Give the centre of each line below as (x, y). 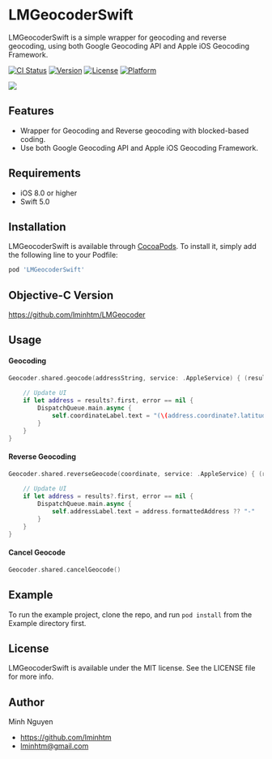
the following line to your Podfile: (64, 255)
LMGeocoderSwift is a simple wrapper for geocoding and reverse (117, 37)
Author (26, 702)
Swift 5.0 (35, 201)
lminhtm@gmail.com (54, 746)
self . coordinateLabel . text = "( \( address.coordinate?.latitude (160, 416)
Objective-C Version (61, 295)
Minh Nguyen (31, 722)
